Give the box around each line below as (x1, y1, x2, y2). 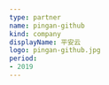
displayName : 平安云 (9, 37, 82, 47)
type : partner (9, 12, 62, 22)
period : (9, 54, 38, 63)
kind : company (9, 29, 62, 38)
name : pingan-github (9, 21, 86, 30)
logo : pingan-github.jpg (9, 46, 101, 55)
